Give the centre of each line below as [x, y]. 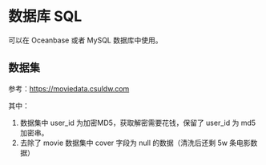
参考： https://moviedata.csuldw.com [69, 88]
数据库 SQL [45, 16]
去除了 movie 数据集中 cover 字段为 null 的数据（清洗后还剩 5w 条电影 [135, 143]
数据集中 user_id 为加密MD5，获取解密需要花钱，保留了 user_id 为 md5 [138, 123]
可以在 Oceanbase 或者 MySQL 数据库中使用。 [85, 40]
